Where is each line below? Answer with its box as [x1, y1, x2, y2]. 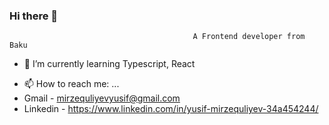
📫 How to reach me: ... [23, 78, 120, 90]
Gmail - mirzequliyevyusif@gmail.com [23, 92, 181, 104]
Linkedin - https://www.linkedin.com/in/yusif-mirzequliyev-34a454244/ [23, 103, 319, 115]
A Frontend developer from [192, 32, 306, 42]
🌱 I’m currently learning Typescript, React [23, 58, 196, 70]
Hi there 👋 [9, 9, 59, 23]
